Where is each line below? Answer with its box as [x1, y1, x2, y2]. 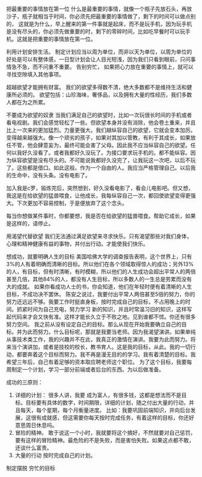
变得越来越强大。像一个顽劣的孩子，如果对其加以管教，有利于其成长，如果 [6, 134, 191, 141]
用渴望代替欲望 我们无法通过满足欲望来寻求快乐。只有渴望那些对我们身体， [6, 232, 192, 240]
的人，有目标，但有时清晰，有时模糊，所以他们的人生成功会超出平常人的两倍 [6, 268, 196, 275]
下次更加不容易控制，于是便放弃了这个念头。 [16, 199, 127, 207]
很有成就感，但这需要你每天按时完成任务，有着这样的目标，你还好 [31, 414, 194, 421]
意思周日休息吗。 [14, 422, 58, 429]
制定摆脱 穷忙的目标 [6, 464, 55, 472]
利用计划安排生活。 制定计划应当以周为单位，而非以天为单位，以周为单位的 [6, 48, 192, 55]
